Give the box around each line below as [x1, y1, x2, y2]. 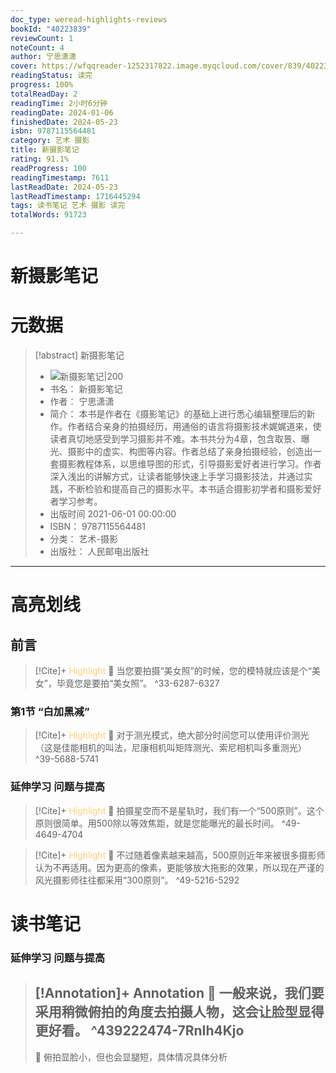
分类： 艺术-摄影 [49, 533, 118, 545]
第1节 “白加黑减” [10, 705, 90, 719]
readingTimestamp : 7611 [10, 172, 110, 183]
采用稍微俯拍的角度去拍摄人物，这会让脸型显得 [34, 1004, 325, 1021]
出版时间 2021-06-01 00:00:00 [49, 508, 177, 520]
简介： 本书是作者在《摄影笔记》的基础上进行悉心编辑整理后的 [49, 408, 307, 420]
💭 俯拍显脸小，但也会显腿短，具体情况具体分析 [34, 1051, 228, 1063]
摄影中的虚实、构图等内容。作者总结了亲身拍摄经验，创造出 [67, 446, 313, 458]
